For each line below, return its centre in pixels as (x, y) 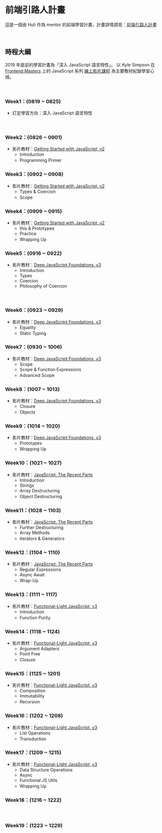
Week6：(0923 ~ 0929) (34, 310)
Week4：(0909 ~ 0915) (34, 211)
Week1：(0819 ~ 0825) (33, 101)
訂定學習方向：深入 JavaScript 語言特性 (52, 113)
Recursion (30, 702)
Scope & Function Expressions (50, 369)
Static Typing (33, 333)
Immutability (32, 696)
